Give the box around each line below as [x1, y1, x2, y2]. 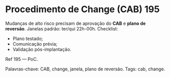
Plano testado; [12, 35, 43, 42]
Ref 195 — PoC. [5, 56, 38, 62]
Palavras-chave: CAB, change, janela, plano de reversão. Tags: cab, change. [5, 66, 165, 72]
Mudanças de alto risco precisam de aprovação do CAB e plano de [5, 20, 146, 26]
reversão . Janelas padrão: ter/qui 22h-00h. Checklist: [5, 25, 118, 31]
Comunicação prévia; [12, 41, 57, 47]
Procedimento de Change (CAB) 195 [5, 4, 160, 15]
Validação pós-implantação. [12, 46, 72, 52]
